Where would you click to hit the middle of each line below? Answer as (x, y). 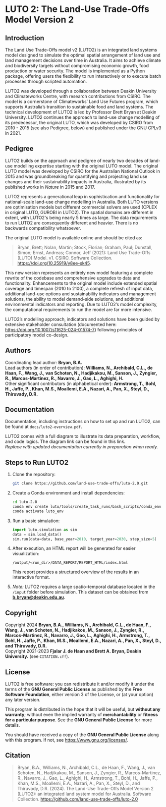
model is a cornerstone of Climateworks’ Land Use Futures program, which (82, 102)
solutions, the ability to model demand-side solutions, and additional (75, 299)
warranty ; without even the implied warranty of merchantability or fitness (82, 715)
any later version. (23, 700)
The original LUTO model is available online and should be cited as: (74, 238)
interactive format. (31, 577)
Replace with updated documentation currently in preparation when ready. (82, 447)
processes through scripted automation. (46, 81)
